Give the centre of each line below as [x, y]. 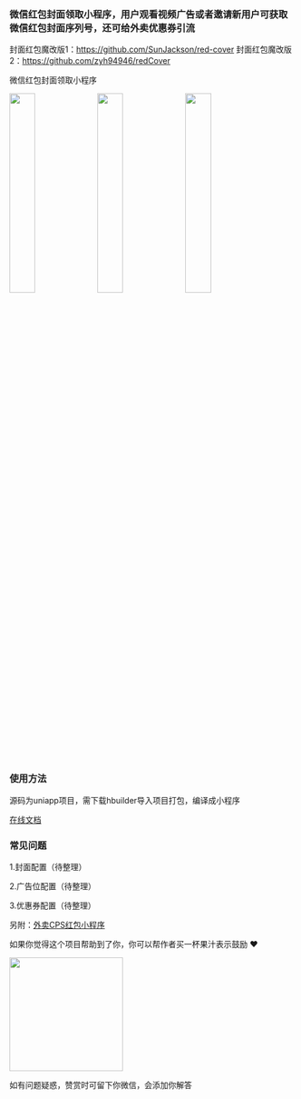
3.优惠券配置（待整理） [53, 905]
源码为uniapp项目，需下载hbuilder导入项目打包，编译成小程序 [125, 800]
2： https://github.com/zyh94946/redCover [90, 61]
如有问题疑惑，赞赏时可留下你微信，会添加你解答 [101, 1084]
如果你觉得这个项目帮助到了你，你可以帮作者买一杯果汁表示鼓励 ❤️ [134, 944]
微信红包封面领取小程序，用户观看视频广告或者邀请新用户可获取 [149, 14]
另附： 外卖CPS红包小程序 [58, 924]
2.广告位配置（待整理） [53, 886]
